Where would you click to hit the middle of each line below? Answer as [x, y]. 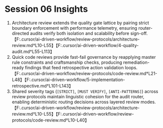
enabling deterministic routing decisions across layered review [76, 102]
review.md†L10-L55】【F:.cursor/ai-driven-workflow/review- [73, 114]
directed [20, 33]
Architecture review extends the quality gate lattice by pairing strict [80, 23]
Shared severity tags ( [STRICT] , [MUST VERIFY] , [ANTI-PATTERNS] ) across [85, 91]
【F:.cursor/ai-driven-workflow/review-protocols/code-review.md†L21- [84, 73]
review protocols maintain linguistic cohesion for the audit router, [78, 96]
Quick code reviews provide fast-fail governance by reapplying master [84, 57]
